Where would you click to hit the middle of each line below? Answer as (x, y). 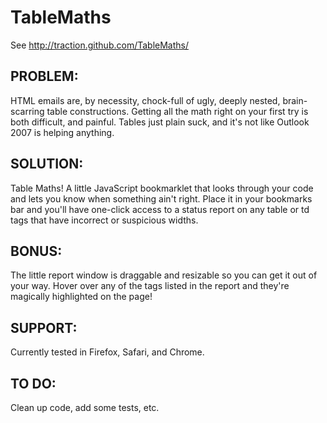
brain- (295, 100)
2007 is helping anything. (62, 132)
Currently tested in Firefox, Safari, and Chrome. (107, 352)
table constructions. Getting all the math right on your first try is (177, 111)
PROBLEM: (44, 76)
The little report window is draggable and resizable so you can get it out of (164, 275)
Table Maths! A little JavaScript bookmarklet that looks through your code (162, 188)
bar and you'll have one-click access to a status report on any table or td (160, 209)
